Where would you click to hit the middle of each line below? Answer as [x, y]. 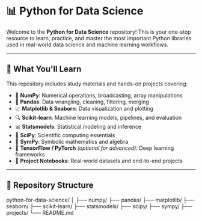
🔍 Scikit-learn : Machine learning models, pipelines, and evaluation [98, 117]
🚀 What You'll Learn [44, 69]
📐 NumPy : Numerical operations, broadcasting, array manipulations [99, 95]
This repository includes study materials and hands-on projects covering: [97, 84]
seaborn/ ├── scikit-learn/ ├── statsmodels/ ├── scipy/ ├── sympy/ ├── [99, 206]
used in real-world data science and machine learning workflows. [87, 45]
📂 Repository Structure [50, 186]
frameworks [30, 154]
